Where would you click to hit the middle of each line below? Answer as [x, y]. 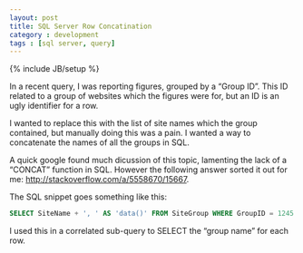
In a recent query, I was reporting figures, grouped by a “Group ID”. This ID [149, 86]
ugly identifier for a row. [54, 106]
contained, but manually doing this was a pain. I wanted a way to [130, 133]
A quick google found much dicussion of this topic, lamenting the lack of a [148, 161]
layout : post [34, 18]
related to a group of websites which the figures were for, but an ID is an [144, 96]
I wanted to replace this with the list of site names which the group [134, 123]
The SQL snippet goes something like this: [88, 197]
